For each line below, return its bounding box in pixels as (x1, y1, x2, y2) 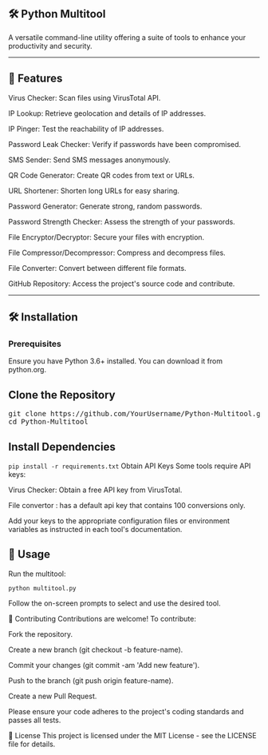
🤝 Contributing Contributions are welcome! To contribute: (8, 614, 197, 623)
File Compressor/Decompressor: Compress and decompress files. (8, 248, 226, 257)
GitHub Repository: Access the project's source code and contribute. (8, 279, 235, 288)
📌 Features (8, 72, 63, 85)
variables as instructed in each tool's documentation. (8, 524, 183, 534)
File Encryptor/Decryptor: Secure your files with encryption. (8, 232, 205, 242)
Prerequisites (8, 338, 61, 349)
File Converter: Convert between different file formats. (8, 263, 187, 272)
